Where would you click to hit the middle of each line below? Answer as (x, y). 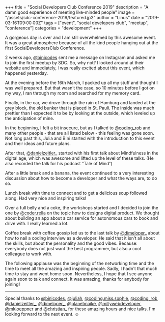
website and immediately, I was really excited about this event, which (75, 68)
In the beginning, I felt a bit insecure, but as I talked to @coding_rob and (78, 128)
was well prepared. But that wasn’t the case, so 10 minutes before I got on (80, 88)
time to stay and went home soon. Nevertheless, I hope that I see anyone (79, 274)
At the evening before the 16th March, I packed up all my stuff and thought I (82, 83)
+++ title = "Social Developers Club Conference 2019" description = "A (77, 7)
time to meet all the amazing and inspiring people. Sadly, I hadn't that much (81, 268)
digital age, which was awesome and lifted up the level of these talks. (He (79, 158)
